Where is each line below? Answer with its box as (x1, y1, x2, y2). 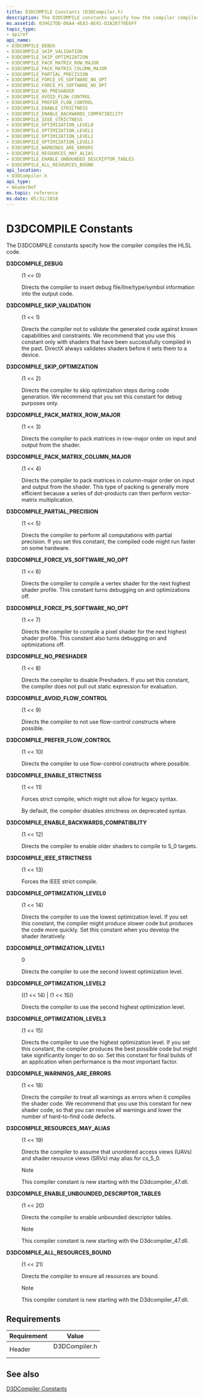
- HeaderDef (6, 184, 36, 190)
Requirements (6, 1313, 61, 1324)
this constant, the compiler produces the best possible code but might (21, 1045, 197, 1052)
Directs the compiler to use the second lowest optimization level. (21, 968, 183, 975)
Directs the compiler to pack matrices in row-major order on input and (21, 435, 197, 442)
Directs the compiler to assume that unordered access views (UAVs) (21, 1148, 192, 1156)
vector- (173, 490, 192, 497)
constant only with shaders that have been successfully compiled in (21, 338, 191, 346)
